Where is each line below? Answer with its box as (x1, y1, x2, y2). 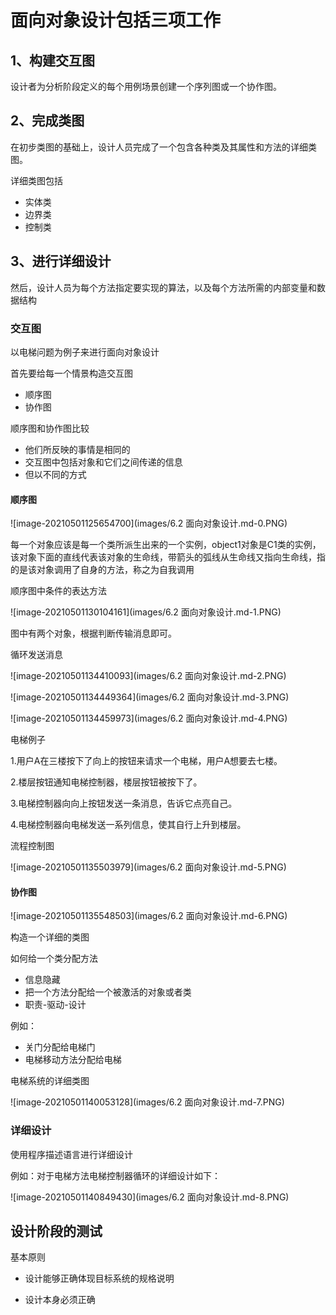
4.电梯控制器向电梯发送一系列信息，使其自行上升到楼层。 (10, 819, 247, 831)
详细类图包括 (10, 174, 63, 186)
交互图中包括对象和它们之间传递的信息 (24, 456, 183, 468)
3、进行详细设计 (10, 253, 112, 270)
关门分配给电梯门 (24, 1041, 96, 1053)
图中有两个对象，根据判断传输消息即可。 (10, 627, 177, 640)
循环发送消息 (10, 649, 63, 661)
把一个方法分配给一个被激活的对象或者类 (24, 986, 192, 998)
